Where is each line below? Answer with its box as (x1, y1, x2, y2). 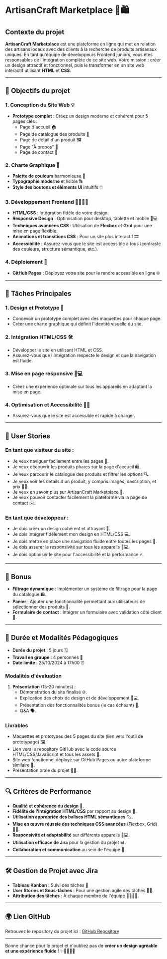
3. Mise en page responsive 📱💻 (5, 370, 83, 377)
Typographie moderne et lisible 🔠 (12, 178, 83, 184)
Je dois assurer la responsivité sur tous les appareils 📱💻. (12, 544, 130, 550)
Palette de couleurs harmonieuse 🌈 (12, 173, 86, 179)
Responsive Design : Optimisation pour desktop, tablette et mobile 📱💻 (12, 216, 158, 222)
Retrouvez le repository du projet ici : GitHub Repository (5, 928, 120, 934)
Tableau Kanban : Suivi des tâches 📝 (12, 882, 88, 888)
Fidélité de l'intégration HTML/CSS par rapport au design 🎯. (12, 808, 137, 814)
